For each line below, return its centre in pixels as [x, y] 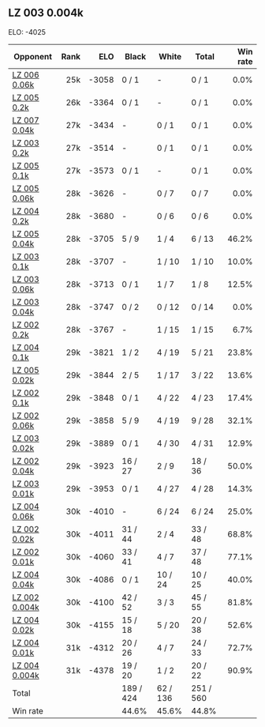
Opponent [33, 56]
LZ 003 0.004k [46, 13]
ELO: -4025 [27, 32]
